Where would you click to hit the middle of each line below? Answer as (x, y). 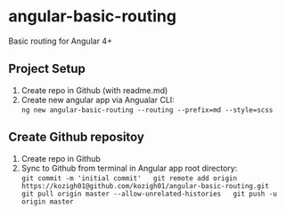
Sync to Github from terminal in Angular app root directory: (129, 168)
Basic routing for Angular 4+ (61, 41)
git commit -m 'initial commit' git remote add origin (129, 178)
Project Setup (47, 69)
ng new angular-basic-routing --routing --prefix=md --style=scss (147, 110)
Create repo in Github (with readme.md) (94, 90)
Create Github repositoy (76, 137)
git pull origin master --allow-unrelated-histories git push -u (149, 194)
